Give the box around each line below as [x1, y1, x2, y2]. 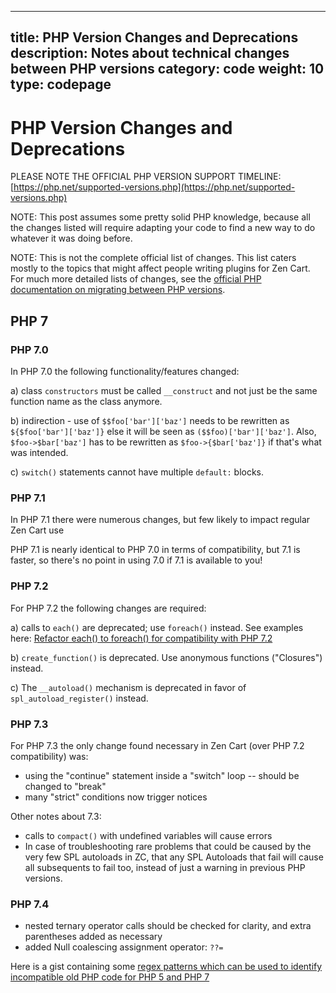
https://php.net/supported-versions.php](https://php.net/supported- [13, 181, 296, 193]
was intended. [10, 447, 69, 459]
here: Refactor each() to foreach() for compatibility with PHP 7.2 [10, 632, 273, 644]
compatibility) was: [10, 750, 89, 762]
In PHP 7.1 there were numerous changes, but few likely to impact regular [10, 514, 311, 526]
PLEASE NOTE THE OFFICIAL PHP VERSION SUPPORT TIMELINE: [10, 171, 282, 183]
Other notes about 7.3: [10, 810, 102, 822]
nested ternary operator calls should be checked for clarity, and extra [24, 920, 312, 932]
